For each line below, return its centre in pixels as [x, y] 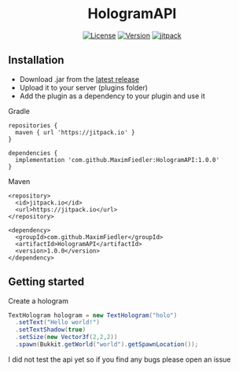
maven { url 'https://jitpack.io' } [75, 132]
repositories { [33, 125]
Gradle [19, 111]
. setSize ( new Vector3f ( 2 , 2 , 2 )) [66, 337]
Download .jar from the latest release [79, 79]
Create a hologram [39, 300]
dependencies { [33, 153]
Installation [36, 60]
